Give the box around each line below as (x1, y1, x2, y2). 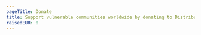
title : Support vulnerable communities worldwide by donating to (6, 14, 172, 20)
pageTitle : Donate (6, 8, 52, 15)
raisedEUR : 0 (6, 20, 39, 26)
